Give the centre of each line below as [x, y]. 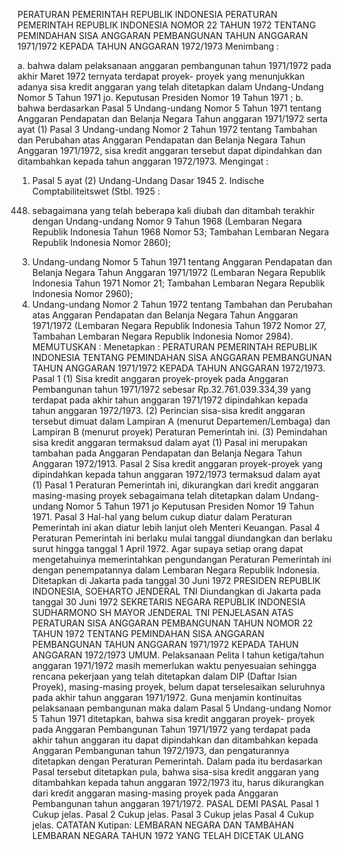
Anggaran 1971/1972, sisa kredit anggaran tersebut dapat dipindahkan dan [170, 150]
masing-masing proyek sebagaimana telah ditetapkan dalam [156, 495]
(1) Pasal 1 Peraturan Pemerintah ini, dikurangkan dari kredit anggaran [175, 485]
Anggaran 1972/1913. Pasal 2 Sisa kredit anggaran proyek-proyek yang [177, 463]
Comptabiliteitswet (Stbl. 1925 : [96, 191]
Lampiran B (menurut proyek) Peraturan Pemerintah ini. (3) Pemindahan [179, 432]
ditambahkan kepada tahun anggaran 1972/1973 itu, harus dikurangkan [178, 782]
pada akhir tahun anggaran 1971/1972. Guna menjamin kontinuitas [166, 697]
